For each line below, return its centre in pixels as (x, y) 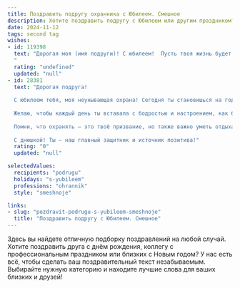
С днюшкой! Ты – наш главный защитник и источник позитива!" (107, 140)
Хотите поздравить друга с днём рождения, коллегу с (90, 246)
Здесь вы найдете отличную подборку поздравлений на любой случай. (117, 239)
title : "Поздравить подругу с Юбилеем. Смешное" (87, 219)
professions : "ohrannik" (51, 186)
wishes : (19, 41)
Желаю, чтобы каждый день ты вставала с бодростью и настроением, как (121, 113)
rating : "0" (32, 147)
